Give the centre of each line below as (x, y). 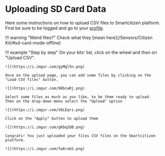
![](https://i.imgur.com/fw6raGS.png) (45, 149)
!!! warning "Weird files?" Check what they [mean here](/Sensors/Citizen (79, 38)
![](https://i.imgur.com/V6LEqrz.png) (45, 110)
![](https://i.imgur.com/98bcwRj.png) (45, 88)
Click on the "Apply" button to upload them (52, 118)
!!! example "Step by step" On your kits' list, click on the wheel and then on (81, 52)
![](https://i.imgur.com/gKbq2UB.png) (45, 127)
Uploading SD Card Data (56, 9)
